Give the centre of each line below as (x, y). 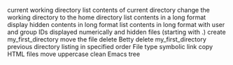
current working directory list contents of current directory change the (108, 10)
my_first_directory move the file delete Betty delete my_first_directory (107, 39)
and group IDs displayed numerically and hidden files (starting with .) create (116, 32)
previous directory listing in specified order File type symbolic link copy (110, 47)
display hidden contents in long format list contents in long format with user (116, 25)
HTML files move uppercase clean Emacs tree (74, 54)
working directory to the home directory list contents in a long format (107, 17)
